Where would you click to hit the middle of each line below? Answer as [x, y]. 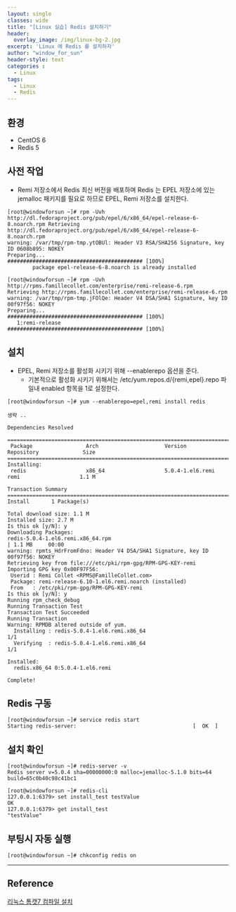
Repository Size [52, 452]
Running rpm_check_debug [44, 600]
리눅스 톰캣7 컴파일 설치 [40, 901]
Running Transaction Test [45, 606]
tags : [15, 79]
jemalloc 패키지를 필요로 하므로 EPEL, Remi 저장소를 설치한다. [103, 199]
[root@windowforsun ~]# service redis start [73, 720]
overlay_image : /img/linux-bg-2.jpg [67, 40]
